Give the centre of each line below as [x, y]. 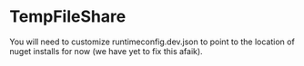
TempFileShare [68, 17]
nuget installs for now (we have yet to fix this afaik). [106, 51]
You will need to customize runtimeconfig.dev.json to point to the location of [152, 42]
